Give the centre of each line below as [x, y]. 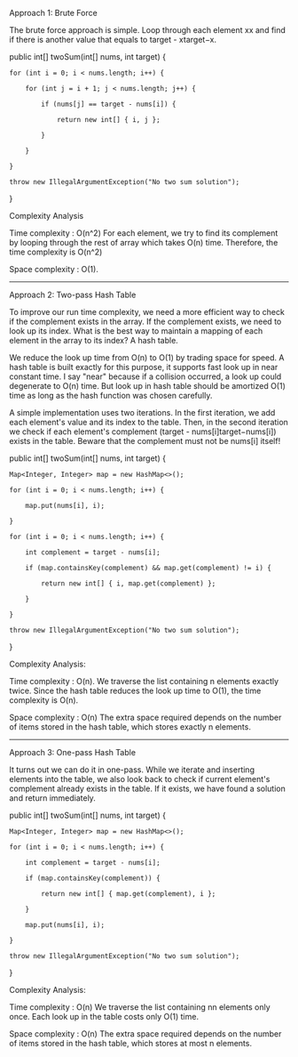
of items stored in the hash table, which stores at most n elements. [131, 1043]
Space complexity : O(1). [54, 269]
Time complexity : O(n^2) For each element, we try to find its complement [144, 233]
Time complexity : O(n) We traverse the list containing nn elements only [140, 1007]
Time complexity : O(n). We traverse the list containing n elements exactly [144, 681]
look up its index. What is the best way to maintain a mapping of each [136, 331]
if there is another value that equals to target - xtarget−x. [113, 40]
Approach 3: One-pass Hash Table [72, 752]
